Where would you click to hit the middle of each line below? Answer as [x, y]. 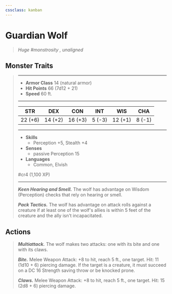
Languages [38, 159]
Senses [34, 148]
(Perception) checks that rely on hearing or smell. [70, 195]
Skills [31, 138]
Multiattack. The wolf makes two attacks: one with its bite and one [89, 244]
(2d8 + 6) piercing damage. [47, 286]
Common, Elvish [50, 165]
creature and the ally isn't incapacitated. [60, 215]
